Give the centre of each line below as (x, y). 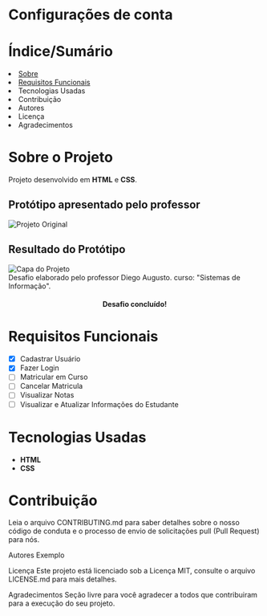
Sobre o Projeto (61, 157)
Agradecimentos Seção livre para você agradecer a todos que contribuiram (133, 595)
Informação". (30, 286)
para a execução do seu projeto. (62, 603)
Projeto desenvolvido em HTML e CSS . (73, 180)
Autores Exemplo (36, 555)
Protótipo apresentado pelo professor (104, 205)
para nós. (24, 540)
